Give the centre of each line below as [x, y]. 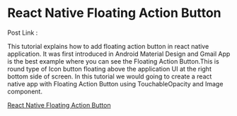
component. [25, 91]
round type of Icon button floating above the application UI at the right [110, 69]
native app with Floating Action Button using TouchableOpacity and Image [115, 83]
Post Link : [23, 33]
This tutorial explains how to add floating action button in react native [108, 46]
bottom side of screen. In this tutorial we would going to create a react [110, 76]
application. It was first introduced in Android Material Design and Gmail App [119, 54]
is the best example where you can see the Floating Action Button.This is [113, 61]
